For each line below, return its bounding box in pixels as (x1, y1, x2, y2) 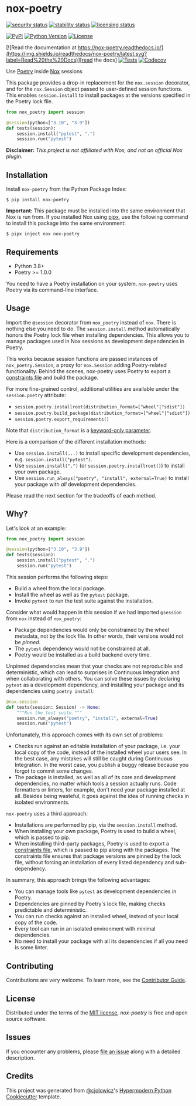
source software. (6, 1015, 47, 1022)
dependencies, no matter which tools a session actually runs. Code (14, 780, 177, 787)
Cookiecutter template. (6, 1093, 61, 1100)
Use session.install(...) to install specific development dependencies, (14, 449, 191, 456)
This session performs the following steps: (6, 573, 109, 580)
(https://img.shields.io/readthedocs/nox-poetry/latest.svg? (6, 50, 147, 57)
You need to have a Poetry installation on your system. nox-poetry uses (6, 280, 178, 287)
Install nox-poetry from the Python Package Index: (6, 185, 127, 192)
